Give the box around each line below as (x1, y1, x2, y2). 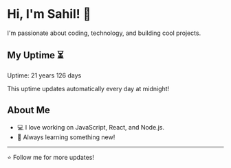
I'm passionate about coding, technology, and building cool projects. (7, 29, 201, 37)
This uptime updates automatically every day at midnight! (7, 84, 170, 93)
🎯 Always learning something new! (16, 133, 115, 141)
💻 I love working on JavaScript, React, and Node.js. (16, 123, 165, 131)
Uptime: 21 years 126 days (7, 71, 82, 80)
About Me (7, 104, 50, 116)
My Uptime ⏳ (7, 49, 64, 61)
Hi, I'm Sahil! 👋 (7, 6, 91, 22)
